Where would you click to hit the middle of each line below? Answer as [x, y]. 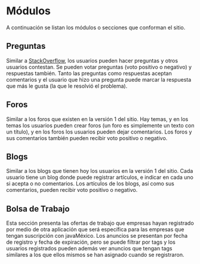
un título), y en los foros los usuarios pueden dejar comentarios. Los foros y [99, 132]
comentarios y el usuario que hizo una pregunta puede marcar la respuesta [99, 79]
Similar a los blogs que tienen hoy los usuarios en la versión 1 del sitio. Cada [100, 171]
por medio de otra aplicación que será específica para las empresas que [95, 229]
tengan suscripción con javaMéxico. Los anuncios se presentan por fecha [97, 236]
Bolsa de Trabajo [38, 209]
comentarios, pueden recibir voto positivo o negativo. [72, 190]
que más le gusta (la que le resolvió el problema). [67, 86]
